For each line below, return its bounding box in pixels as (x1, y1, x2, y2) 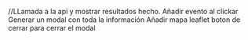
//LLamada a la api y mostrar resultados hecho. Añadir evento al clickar (8, 7, 239, 16)
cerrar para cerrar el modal (8, 24, 96, 32)
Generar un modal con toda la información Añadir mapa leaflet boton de (8, 15, 241, 24)
